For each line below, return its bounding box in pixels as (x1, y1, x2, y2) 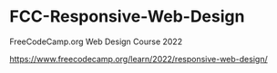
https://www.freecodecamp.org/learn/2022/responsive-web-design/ (9, 53, 268, 64)
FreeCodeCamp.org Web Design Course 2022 (9, 36, 183, 47)
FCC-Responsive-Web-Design (9, 6, 245, 27)
